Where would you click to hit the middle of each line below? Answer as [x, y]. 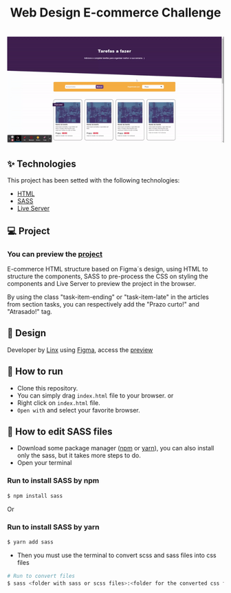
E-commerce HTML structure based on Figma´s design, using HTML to [108, 269]
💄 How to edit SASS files [60, 431]
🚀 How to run [35, 372]
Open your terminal [44, 463]
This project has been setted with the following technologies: [93, 180]
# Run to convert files [41, 576]
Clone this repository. [47, 388]
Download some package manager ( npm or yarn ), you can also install [115, 448]
